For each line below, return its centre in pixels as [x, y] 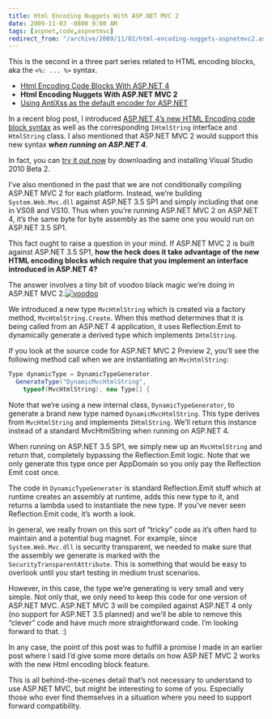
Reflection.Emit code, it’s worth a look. [72, 514]
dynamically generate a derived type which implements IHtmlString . [123, 335]
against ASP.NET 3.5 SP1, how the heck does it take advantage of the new [134, 252]
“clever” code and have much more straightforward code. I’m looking [123, 623]
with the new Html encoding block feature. [79, 664]
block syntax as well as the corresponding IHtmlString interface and [123, 127]
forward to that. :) [38, 631]
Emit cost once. [34, 472]
